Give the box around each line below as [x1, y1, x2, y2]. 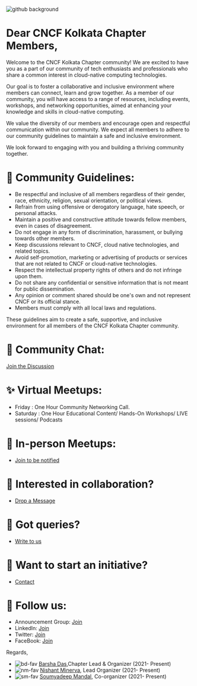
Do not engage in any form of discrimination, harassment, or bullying [14, 228, 183, 235]
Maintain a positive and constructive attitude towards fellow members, [14, 216, 187, 223]
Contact [14, 578, 34, 585]
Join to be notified [14, 457, 60, 464]
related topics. [14, 247, 50, 254]
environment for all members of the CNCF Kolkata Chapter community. [6, 322, 179, 329]
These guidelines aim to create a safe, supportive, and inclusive [6, 316, 162, 323]
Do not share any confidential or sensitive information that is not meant [14, 279, 189, 286]
